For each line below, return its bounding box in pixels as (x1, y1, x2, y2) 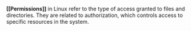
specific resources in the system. (6, 18, 89, 25)
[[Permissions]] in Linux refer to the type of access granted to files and (6, 5, 186, 12)
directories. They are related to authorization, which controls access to (6, 12, 183, 19)
